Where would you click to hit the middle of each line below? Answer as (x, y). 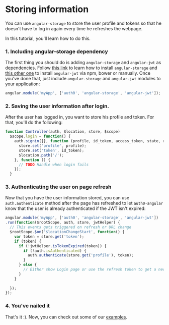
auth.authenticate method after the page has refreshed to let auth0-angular (84, 203)
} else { (28, 265)
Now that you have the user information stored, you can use (67, 198)
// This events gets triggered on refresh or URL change (71, 227)
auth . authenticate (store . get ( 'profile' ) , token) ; (81, 255)
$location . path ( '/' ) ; (41, 155)
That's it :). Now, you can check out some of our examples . (66, 317)
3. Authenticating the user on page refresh (58, 187)
